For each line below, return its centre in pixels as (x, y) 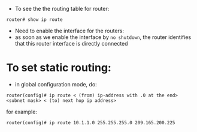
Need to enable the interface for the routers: (69, 31)
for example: (22, 112)
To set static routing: (59, 68)
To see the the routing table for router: (62, 9)
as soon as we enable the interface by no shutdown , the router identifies (103, 37)
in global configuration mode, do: (56, 84)
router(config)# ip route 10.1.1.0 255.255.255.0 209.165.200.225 (91, 122)
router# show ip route (34, 20)
